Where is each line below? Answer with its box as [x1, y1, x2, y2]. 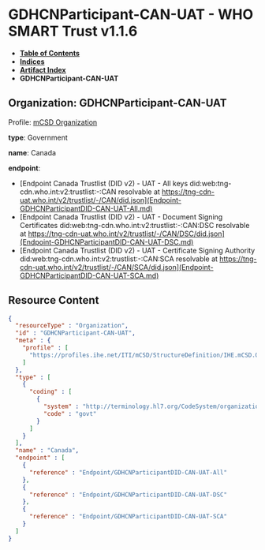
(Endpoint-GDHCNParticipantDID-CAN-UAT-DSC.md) [19, 237, 194, 246]
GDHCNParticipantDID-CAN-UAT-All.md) [19, 204, 153, 213]
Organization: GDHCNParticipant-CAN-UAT [8, 96, 227, 110]
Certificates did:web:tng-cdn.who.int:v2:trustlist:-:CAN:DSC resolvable [19, 220, 250, 230]
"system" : [43, 402, 80, 411]
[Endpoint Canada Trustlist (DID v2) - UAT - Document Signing [19, 211, 223, 222]
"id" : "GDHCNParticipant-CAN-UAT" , [15, 329, 136, 337]
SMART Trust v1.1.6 [8, 22, 138, 40]
